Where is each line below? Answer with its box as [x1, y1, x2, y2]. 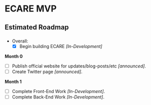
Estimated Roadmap [5, 23, 69, 31]
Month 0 [5, 53, 23, 59]
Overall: [12, 38, 29, 44]
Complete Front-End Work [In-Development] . [12, 88, 105, 94]
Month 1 [5, 78, 22, 84]
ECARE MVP [5, 3, 57, 14]
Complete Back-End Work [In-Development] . [12, 93, 105, 100]
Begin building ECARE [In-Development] [19, 43, 102, 49]
